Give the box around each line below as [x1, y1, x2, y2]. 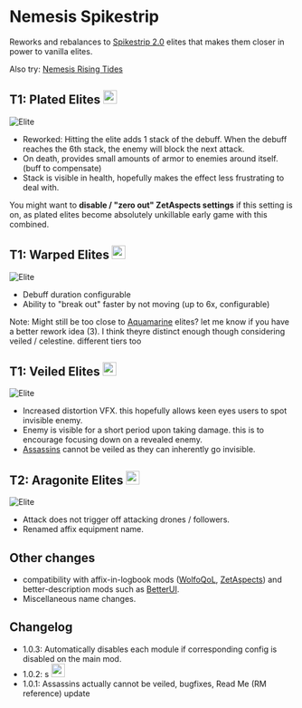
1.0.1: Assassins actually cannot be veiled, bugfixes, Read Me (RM [22, 678, 267, 689]
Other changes [9, 550, 96, 566]
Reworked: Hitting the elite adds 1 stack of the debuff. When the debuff [22, 133, 288, 144]
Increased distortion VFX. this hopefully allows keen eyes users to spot [22, 405, 288, 416]
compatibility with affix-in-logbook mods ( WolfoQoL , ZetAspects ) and [22, 574, 282, 585]
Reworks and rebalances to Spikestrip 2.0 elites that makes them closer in [9, 36, 285, 47]
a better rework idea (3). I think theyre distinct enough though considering [9, 325, 286, 336]
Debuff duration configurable [22, 288, 131, 300]
